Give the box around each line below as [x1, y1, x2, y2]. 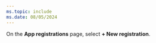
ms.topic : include [6, 8, 52, 15]
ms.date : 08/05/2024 [6, 14, 58, 20]
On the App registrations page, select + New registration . [6, 30, 151, 37]
